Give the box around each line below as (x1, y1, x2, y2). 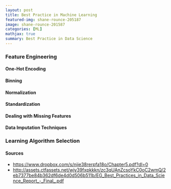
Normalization (5, 89, 36, 96)
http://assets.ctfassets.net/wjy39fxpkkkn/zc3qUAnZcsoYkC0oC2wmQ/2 (12, 167, 166, 173)
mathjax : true (5, 31, 36, 36)
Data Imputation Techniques (5, 124, 67, 131)
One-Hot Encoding (5, 66, 46, 72)
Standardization (5, 101, 40, 107)
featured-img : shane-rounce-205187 (5, 17, 81, 22)
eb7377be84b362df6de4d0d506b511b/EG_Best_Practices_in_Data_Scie (12, 173, 165, 179)
